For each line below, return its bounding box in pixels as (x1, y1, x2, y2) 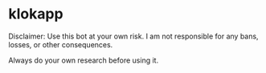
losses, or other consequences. (8, 39, 113, 49)
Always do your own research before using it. (8, 55, 159, 65)
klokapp (8, 5, 63, 23)
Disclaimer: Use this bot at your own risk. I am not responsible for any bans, (8, 31, 259, 41)
